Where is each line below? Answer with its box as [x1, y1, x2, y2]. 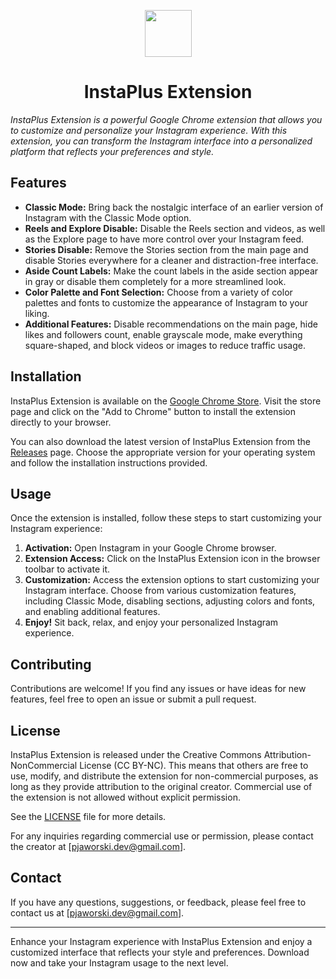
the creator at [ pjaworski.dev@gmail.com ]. [10, 841, 187, 852]
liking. [24, 307, 50, 319]
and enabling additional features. [24, 606, 161, 618]
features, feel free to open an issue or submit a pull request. [10, 693, 257, 705]
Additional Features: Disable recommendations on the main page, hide [24, 318, 318, 330]
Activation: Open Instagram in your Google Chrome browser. [24, 542, 277, 554]
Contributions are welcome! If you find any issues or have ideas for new [10, 683, 307, 695]
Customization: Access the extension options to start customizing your [24, 574, 320, 586]
